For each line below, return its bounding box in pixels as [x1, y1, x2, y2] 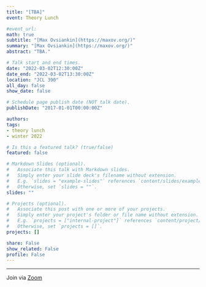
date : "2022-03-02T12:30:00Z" [6, 65, 84, 71]
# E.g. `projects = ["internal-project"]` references [6, 218, 152, 224]
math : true [6, 31, 34, 37]
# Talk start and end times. [6, 59, 81, 66]
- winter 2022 [6, 133, 43, 139]
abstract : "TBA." [6, 48, 51, 55]
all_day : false [6, 82, 45, 89]
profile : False [6, 251, 45, 258]
